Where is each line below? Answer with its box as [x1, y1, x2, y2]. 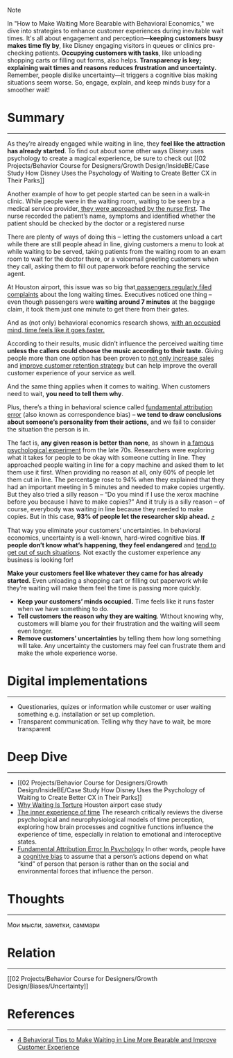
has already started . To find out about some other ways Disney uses [7, 146, 205, 155]
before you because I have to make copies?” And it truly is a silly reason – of [7, 497, 225, 506]
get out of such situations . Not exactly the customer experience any [7, 548, 201, 556]
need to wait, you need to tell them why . [7, 389, 123, 398]
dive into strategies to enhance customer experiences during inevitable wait [7, 27, 224, 35]
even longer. [17, 626, 53, 635]
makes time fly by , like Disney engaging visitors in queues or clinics [7, 42, 202, 49]
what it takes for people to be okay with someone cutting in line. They [7, 453, 207, 461]
